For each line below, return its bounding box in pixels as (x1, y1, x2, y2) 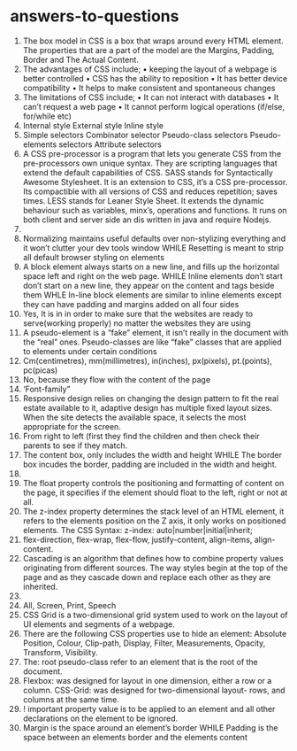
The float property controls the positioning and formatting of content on (22, 477, 285, 488)
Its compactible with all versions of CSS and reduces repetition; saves (22, 186, 278, 197)
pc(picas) (22, 365, 58, 375)
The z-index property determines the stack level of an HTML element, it (22, 506, 285, 516)
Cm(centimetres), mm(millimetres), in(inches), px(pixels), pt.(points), (22, 355, 272, 366)
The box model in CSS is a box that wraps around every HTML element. (22, 35, 284, 46)
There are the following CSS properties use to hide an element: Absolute (22, 628, 287, 639)
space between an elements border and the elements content (22, 732, 248, 742)
